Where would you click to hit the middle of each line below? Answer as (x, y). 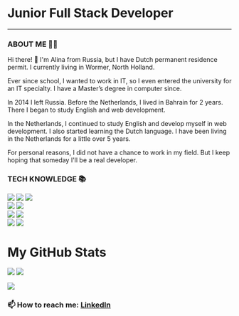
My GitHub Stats (57, 252)
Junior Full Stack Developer (90, 13)
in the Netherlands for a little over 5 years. (69, 139)
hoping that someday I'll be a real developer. (72, 160)
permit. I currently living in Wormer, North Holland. (81, 67)
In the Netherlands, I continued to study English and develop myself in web (117, 124)
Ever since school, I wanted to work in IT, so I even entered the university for (119, 81)
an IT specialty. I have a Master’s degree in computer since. (95, 89)
